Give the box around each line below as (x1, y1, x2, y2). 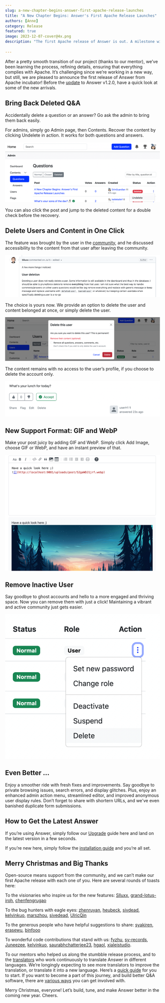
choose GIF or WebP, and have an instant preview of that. (5, 445, 122, 451)
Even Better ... (5, 769, 50, 777)
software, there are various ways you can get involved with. (5, 978, 126, 984)
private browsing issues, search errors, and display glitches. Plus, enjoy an (5, 787, 156, 793)
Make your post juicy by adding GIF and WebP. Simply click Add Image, (5, 439, 150, 446)
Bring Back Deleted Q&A (5, 99, 81, 107)
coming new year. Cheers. (5, 993, 58, 999)
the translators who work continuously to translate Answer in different (5, 957, 146, 963)
